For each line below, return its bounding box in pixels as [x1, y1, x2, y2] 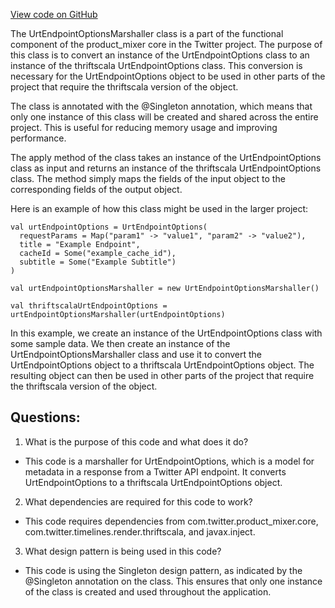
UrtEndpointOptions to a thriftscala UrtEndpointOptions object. [24, 476, 283, 488]
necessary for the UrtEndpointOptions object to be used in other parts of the [10, 70, 326, 82]
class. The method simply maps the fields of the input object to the [10, 173, 286, 184]
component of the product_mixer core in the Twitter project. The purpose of [10, 39, 323, 50]
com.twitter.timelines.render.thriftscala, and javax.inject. [24, 525, 256, 538]
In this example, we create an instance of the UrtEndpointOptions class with [10, 327, 323, 339]
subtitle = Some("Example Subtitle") [19, 257, 177, 267]
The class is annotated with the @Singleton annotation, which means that [10, 100, 313, 112]
